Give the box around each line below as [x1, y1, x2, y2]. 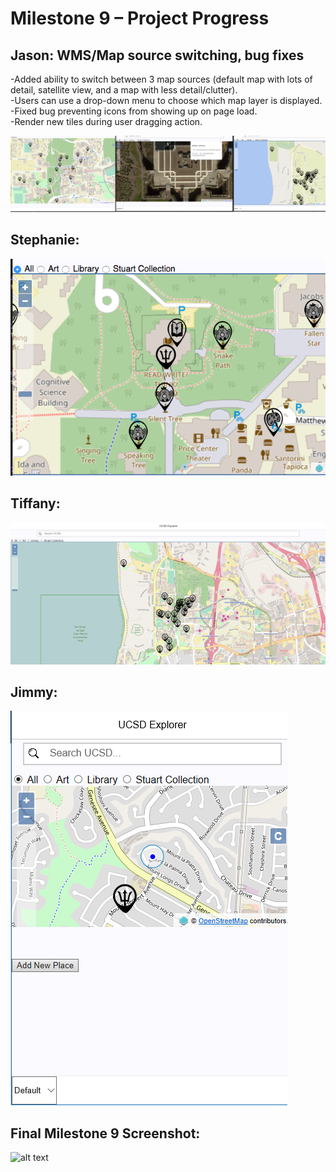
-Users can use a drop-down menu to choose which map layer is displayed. [10, 95, 323, 106]
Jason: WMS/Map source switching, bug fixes [10, 47, 305, 64]
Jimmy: [10, 683, 58, 701]
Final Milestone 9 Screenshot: [10, 1125, 201, 1142]
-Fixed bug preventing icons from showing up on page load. [10, 105, 258, 117]
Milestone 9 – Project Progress [10, 7, 270, 30]
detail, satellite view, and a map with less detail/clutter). [10, 84, 238, 96]
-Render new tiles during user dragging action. [10, 116, 203, 127]
